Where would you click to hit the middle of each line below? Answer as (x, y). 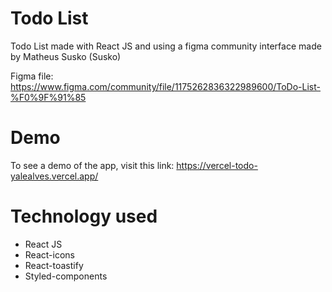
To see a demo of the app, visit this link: (92, 165)
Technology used (84, 216)
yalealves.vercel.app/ (54, 176)
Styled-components (66, 276)
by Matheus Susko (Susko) (66, 56)
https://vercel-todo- (217, 165)
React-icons (49, 254)
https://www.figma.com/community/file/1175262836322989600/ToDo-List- (166, 86)
